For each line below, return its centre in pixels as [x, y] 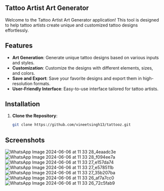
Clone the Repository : [35, 116]
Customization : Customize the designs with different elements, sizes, [82, 68]
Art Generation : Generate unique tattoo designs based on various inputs [85, 57]
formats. [42, 83]
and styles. [23, 63]
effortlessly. [17, 30]
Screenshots [25, 140]
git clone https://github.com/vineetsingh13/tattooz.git [71, 125]
